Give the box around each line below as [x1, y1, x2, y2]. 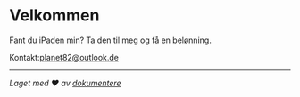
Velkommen [9, 5, 100, 26]
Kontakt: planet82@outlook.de [9, 52, 119, 62]
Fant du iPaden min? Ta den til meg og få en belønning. [9, 35, 212, 45]
